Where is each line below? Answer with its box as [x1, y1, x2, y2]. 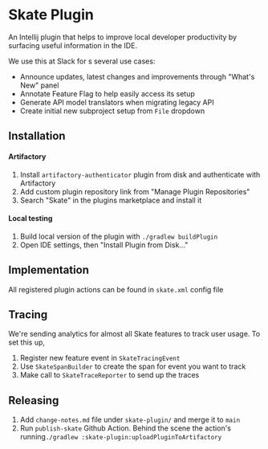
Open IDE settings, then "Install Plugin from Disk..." [19, 239, 189, 250]
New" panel [19, 80, 59, 90]
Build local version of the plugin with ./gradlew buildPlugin [19, 231, 218, 241]
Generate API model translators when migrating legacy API [19, 97, 214, 107]
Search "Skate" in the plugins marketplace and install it [19, 195, 202, 205]
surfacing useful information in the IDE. [8, 40, 138, 50]
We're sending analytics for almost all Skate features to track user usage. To [8, 329, 261, 339]
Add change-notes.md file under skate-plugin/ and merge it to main [19, 415, 241, 425]
